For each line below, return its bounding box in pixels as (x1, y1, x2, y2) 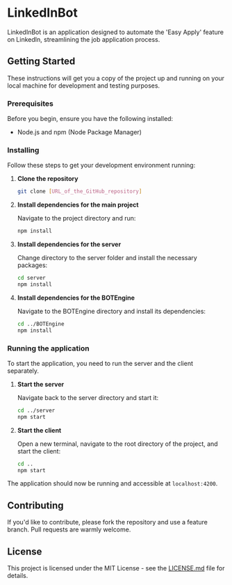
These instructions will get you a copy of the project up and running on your (7, 74, 224, 82)
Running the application (7, 343, 90, 353)
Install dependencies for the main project (17, 200, 139, 209)
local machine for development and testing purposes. (7, 81, 160, 90)
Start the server (17, 380, 65, 388)
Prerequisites (7, 99, 53, 109)
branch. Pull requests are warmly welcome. (7, 525, 131, 534)
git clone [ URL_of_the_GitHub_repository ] (17, 188, 142, 195)
